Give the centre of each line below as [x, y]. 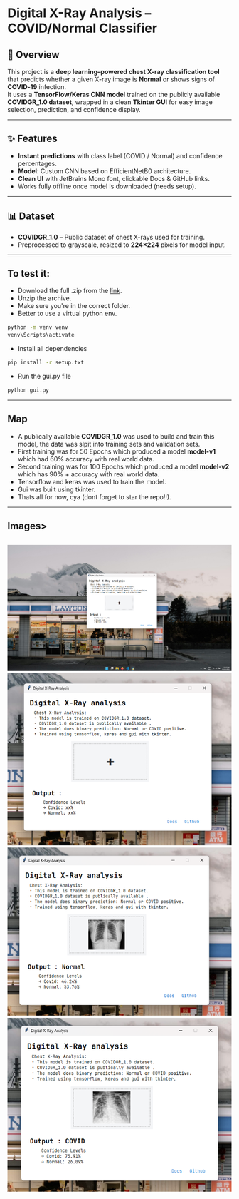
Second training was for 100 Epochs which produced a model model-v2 [123, 466]
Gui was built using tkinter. [57, 489]
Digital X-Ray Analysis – [79, 13]
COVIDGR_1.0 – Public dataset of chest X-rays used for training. [111, 237]
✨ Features [32, 139]
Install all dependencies [52, 349]
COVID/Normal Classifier [83, 28]
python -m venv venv [38, 327]
